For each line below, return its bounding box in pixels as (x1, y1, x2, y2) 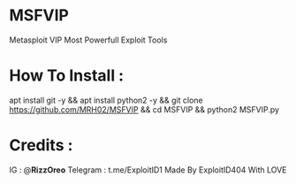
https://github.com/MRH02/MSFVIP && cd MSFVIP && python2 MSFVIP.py (9, 103, 280, 115)
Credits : (9, 135, 73, 156)
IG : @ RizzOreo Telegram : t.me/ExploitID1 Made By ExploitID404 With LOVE (9, 165, 287, 175)
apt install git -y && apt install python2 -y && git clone (9, 95, 203, 105)
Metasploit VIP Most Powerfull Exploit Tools (9, 34, 168, 45)
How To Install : (9, 65, 125, 86)
